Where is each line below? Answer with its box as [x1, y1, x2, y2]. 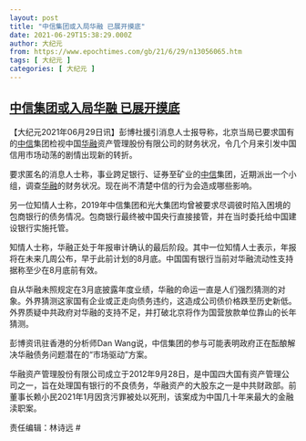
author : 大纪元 [9, 38, 63, 48]
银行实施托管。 [16, 222, 74, 233]
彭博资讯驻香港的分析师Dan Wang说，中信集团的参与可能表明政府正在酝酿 [9, 337, 288, 348]
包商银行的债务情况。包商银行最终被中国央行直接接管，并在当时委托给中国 [9, 211, 289, 222]
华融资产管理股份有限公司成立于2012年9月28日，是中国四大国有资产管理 [9, 368, 282, 379]
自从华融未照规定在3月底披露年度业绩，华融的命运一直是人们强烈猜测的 [9, 284, 278, 295]
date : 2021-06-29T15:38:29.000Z [9, 30, 132, 39]
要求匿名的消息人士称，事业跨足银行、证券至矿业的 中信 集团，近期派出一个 [9, 168, 289, 179]
